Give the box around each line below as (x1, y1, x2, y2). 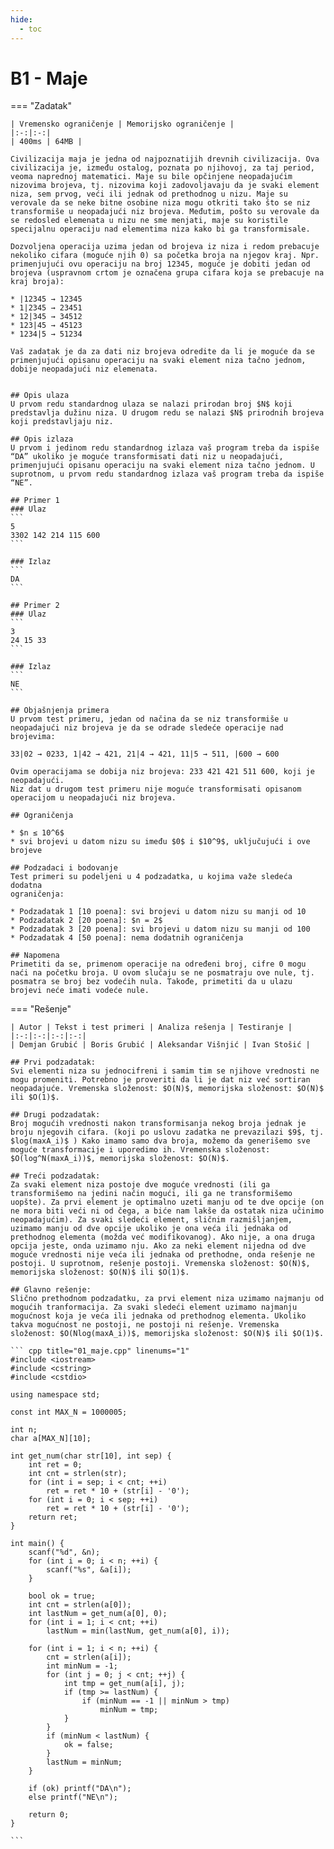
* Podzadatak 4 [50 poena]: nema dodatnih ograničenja (10, 933, 244, 943)
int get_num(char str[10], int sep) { (10, 1451, 172, 1461)
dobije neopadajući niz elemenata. (10, 364, 159, 375)
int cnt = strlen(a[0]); (28, 1600, 132, 1610)
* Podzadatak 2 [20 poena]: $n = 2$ (10, 916, 163, 926)
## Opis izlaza (10, 434, 74, 445)
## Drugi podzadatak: (10, 1110, 101, 1120)
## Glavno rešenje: (10, 1285, 92, 1295)
